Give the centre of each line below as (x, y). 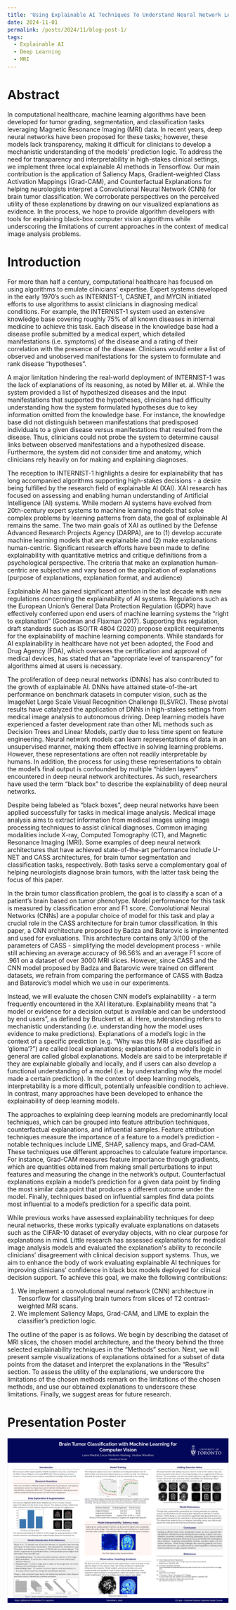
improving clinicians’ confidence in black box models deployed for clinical (114, 1270)
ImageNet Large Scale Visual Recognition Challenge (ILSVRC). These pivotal (118, 702)
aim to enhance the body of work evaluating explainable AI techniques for (114, 1262)
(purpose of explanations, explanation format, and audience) (95, 577)
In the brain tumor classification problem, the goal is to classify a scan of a (115, 893)
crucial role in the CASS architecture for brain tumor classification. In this (112, 923)
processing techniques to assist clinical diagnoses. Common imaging (107, 827)
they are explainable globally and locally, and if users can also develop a (112, 1063)
